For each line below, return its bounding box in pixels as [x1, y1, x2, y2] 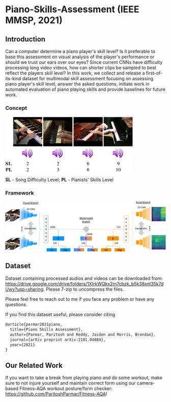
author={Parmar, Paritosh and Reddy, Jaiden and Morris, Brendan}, [10, 332, 156, 337]
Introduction [5, 35, 46, 43]
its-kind [5, 76, 21, 81]
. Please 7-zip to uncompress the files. [43, 286, 124, 292]
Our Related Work [5, 361, 63, 370]
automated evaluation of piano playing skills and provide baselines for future [5, 86, 165, 92]
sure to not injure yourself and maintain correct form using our [5, 380, 136, 386]
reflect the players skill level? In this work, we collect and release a [5, 70, 145, 76]
